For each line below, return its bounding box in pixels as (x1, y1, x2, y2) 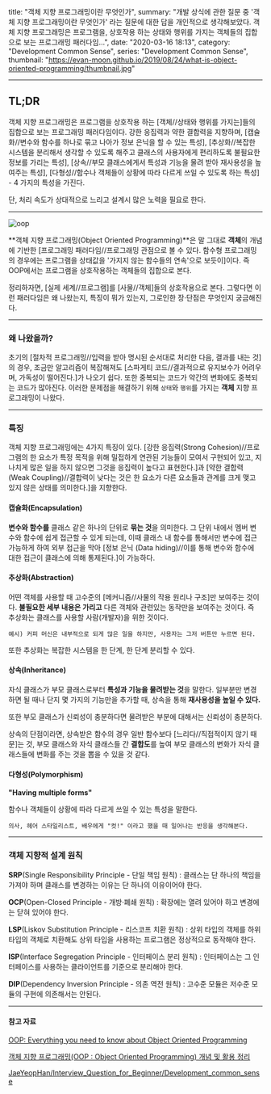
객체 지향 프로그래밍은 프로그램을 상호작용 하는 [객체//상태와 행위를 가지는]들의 (8, 116, 256, 127)
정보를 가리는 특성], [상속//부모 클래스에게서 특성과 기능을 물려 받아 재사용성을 (8, 157, 253, 167)
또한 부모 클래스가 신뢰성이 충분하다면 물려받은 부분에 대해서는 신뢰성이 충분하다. (8, 712, 263, 722)
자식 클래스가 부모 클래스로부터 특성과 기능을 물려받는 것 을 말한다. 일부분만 (8, 685, 242, 695)
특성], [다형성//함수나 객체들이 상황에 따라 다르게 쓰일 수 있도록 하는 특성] (29, 167, 260, 177)
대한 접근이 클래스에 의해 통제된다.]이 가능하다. (8, 553, 156, 562)
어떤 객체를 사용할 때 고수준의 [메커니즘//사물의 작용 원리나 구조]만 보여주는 (8, 592, 244, 602)
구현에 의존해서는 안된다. (23, 989, 102, 999)
